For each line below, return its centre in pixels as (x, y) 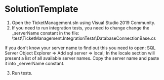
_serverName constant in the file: (45, 33)
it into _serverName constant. (35, 63)
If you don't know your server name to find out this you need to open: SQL (80, 48)
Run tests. (22, 73)
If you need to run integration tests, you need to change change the (81, 27)
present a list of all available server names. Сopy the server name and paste (82, 58)
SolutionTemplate (41, 9)
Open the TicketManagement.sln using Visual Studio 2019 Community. (83, 23)
